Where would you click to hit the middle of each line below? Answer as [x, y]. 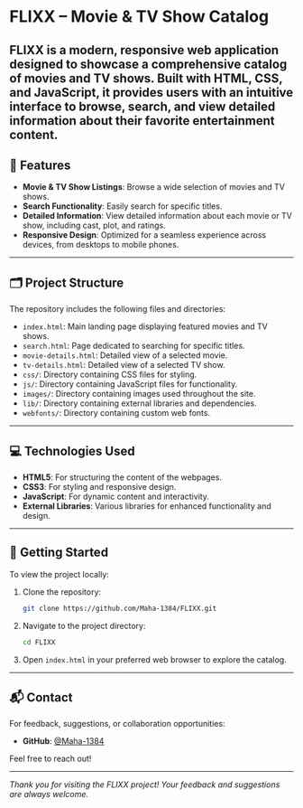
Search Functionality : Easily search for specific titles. [122, 206]
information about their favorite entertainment [142, 121]
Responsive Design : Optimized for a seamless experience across [144, 235]
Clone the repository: [62, 592]
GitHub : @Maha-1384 [63, 741]
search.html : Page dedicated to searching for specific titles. [133, 346]
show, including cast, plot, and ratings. [94, 225]
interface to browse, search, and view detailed [142, 106]
